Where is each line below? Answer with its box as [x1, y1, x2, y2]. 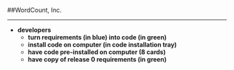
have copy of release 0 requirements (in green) [27, 55, 167, 63]
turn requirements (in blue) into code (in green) [27, 33, 167, 41]
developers [17, 26, 52, 34]
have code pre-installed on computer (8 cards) [27, 48, 166, 56]
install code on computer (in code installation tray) [27, 41, 178, 49]
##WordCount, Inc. [7, 6, 62, 14]
